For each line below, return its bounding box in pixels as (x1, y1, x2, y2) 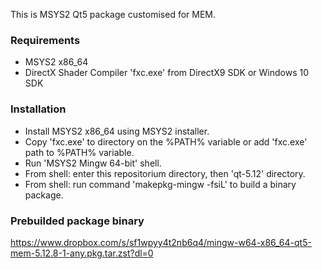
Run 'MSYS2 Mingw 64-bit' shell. (24, 157, 162, 169)
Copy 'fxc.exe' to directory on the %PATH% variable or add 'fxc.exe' (24, 135, 308, 148)
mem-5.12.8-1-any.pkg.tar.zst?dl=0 (10, 247, 154, 259)
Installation (10, 102, 67, 116)
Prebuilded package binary (10, 214, 145, 228)
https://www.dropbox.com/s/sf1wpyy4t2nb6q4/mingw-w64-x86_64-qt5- (10, 236, 312, 248)
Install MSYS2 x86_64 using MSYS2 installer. (24, 125, 210, 137)
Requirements (10, 33, 81, 47)
